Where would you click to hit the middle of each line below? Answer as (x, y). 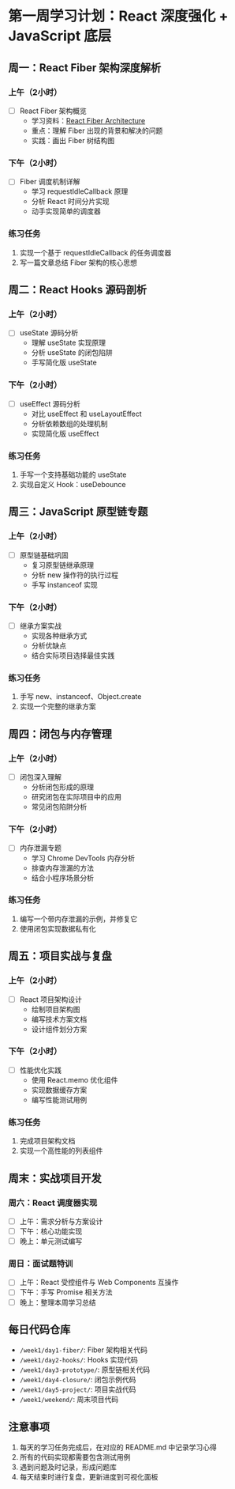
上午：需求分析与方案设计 (61, 1221)
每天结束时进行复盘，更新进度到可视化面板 (89, 1477)
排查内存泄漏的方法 (63, 867)
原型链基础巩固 (44, 555)
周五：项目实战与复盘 (60, 956)
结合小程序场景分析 (63, 878)
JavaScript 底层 (60, 36)
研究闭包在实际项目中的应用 (76, 797)
